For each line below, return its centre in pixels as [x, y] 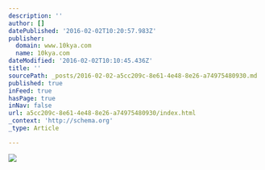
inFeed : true [30, 91]
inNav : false [30, 106]
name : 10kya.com [43, 53]
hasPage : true [32, 98]
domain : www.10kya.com [54, 46]
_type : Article [34, 128]
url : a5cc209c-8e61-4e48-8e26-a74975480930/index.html [102, 114]
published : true [35, 83]
